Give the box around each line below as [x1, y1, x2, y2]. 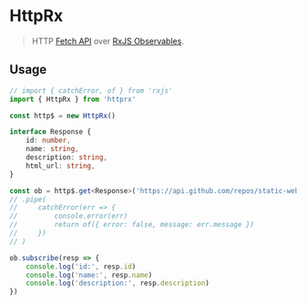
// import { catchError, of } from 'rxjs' [9, 86, 173, 96]
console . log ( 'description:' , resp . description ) [25, 279, 209, 288]
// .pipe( [9, 195, 47, 204]
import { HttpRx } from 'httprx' [9, 95, 137, 104]
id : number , [25, 136, 71, 146]
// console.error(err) [9, 211, 128, 221]
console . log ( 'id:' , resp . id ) [25, 261, 137, 271]
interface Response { [9, 127, 92, 137]
